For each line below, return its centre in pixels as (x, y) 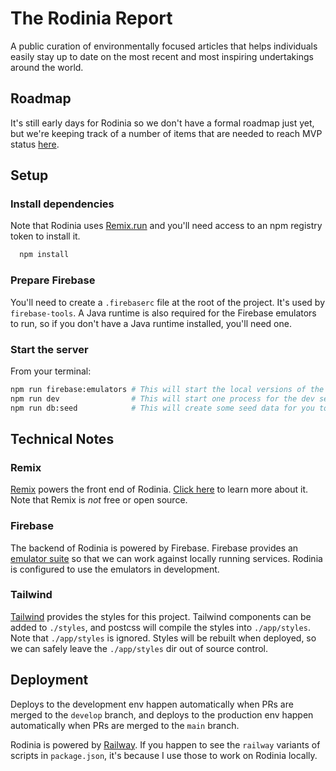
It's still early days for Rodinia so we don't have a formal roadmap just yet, (162, 123)
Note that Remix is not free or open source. (99, 500)
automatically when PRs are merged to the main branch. (125, 725)
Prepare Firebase (53, 280)
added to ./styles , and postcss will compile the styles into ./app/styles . (160, 627)
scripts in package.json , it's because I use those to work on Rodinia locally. (164, 755)
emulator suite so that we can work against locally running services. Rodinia (166, 558)
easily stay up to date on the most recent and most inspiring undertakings (162, 56)
